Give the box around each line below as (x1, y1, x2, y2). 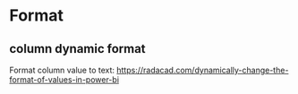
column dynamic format (9, 41, 146, 56)
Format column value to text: (9, 64, 115, 75)
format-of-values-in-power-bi (9, 74, 119, 85)
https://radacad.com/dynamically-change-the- (115, 64, 289, 75)
